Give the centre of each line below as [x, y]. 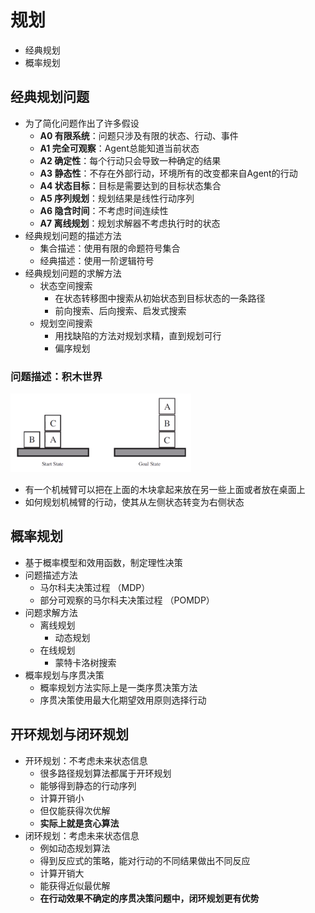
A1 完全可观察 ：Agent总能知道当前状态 [119, 148]
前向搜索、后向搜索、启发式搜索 [120, 310]
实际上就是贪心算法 [79, 823]
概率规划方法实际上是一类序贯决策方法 [118, 687]
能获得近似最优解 [75, 885]
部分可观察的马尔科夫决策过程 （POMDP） [127, 600]
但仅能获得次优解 [75, 810]
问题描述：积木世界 [56, 376]
